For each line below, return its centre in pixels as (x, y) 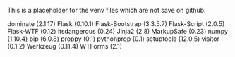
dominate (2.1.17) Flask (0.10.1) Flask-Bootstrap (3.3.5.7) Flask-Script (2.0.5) (116, 24)
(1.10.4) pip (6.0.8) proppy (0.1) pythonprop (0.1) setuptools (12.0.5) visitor (114, 39)
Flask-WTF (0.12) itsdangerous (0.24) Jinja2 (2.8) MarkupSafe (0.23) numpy (117, 31)
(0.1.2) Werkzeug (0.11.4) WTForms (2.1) (65, 46)
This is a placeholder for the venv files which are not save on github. (107, 10)
